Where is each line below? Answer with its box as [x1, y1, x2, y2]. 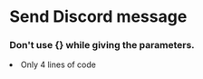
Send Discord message [9, 6, 188, 27]
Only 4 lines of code [21, 59, 97, 70]
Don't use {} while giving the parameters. [9, 39, 195, 52]
